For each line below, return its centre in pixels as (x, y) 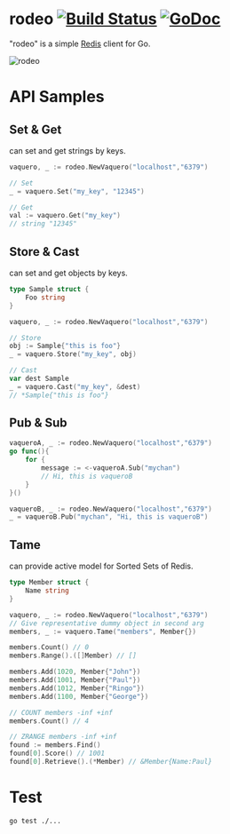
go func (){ (29, 452)
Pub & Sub (39, 423)
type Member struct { (49, 583)
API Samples (57, 97)
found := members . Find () (55, 745)
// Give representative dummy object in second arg (107, 623)
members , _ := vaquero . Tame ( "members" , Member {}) (103, 631)
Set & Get (36, 129)
